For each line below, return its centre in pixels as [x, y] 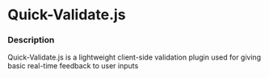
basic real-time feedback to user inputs [73, 66]
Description [31, 40]
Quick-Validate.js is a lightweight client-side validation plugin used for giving [134, 57]
